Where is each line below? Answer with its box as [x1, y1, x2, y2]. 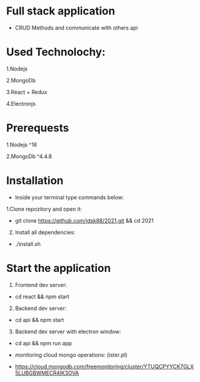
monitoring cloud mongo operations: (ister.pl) [14, 351, 128, 359]
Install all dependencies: [14, 229, 75, 236]
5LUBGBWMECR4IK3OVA [14, 369, 80, 377]
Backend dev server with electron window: [14, 328, 122, 335]
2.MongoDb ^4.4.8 [6, 152, 52, 160]
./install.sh [14, 240, 41, 247]
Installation [6, 174, 64, 187]
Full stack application [6, 4, 116, 18]
